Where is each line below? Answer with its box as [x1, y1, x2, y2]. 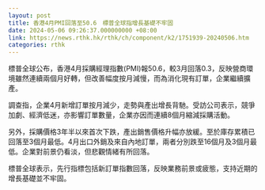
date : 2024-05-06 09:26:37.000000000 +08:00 [8, 26, 157, 34]
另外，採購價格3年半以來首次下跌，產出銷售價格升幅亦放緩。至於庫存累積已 [8, 127, 256, 137]
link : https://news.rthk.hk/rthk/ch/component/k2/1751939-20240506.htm [8, 33, 249, 42]
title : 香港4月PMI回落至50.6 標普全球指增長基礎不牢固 [8, 19, 174, 27]
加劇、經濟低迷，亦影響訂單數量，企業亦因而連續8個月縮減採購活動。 [8, 110, 235, 120]
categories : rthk [8, 41, 66, 49]
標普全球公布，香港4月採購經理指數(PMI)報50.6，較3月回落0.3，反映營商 [8, 64, 247, 74]
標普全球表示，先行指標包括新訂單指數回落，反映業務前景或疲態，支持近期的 [8, 164, 258, 173]
